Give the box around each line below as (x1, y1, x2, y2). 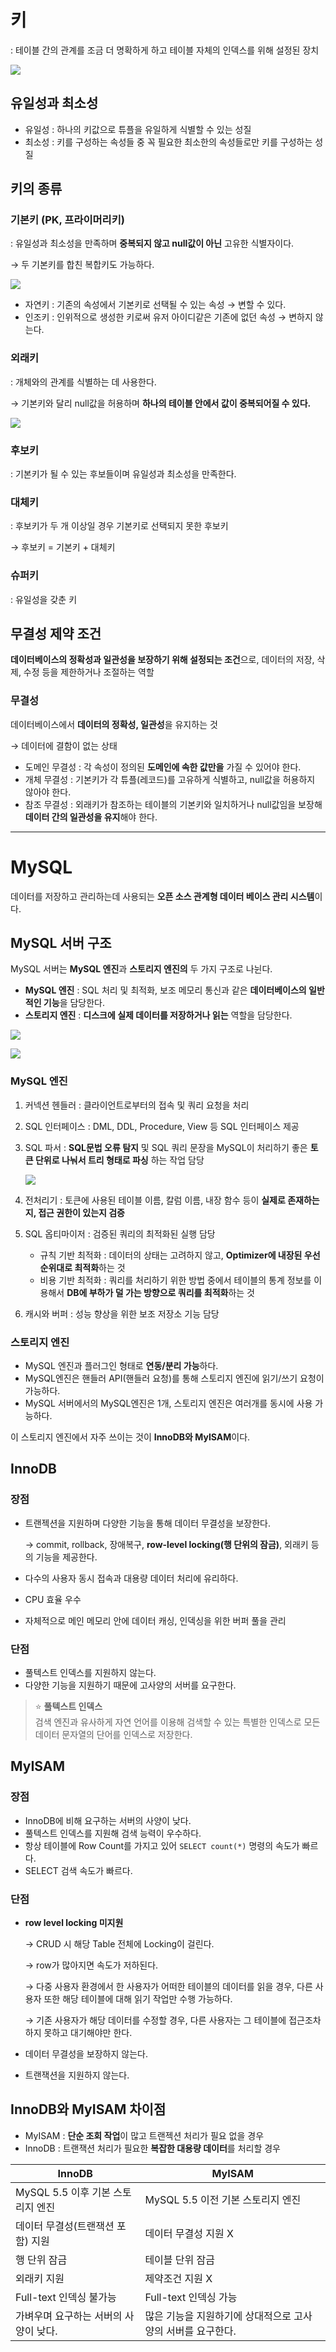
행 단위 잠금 (15, 2252, 68, 2266)
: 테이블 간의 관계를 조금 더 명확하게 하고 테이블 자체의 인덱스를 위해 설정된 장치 (10, 44, 320, 56)
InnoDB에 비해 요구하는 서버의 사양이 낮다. (24, 1814, 192, 1826)
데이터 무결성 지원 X (144, 2226, 234, 2240)
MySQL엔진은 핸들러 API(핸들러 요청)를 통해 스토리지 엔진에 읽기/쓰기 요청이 (24, 1372, 325, 1385)
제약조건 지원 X (144, 2271, 213, 2285)
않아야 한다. (24, 786, 72, 798)
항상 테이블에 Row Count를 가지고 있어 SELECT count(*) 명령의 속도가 (24, 1839, 300, 1851)
